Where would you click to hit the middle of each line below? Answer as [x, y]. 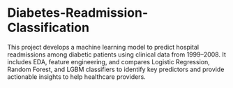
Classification [48, 28]
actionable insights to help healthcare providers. [77, 76]
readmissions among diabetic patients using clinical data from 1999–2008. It [117, 54]
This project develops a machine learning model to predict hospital [103, 47]
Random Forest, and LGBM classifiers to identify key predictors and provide [116, 69]
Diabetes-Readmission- [78, 13]
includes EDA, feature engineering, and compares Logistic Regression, [109, 61]
